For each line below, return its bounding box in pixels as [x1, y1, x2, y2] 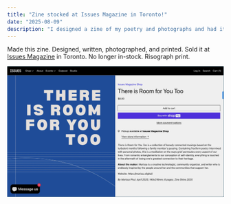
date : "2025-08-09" [7, 18, 63, 25]
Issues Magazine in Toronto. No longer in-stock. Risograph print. [7, 52, 190, 61]
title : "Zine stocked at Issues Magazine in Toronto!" [7, 11, 168, 18]
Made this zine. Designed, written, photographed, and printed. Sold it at [7, 45, 210, 54]
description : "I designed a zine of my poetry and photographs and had [7, 25, 217, 32]
